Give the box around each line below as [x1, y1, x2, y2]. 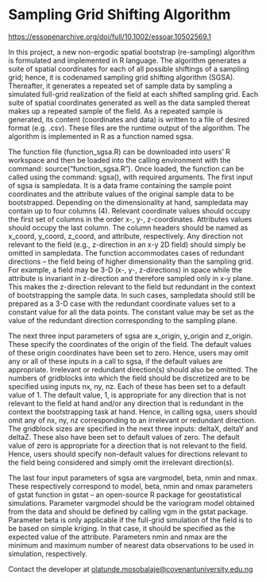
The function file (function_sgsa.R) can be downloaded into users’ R [8, 147, 230, 156]
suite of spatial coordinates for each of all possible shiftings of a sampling [8, 64, 250, 73]
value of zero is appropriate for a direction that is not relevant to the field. [8, 441, 248, 450]
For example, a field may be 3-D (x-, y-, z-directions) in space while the [8, 264, 243, 275]
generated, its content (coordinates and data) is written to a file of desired [8, 114, 250, 124]
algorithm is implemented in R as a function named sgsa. [8, 131, 194, 141]
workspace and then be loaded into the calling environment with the [8, 155, 231, 164]
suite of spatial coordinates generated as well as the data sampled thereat [8, 98, 250, 107]
